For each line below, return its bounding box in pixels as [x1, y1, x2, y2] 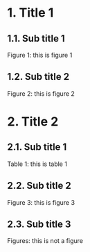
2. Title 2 [7, 114, 59, 129]
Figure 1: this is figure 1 [7, 51, 73, 59]
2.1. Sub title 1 [7, 141, 67, 153]
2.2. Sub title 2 [7, 180, 71, 192]
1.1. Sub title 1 [7, 33, 65, 44]
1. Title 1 [7, 5, 54, 21]
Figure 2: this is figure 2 [7, 89, 75, 98]
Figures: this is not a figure [7, 237, 83, 245]
